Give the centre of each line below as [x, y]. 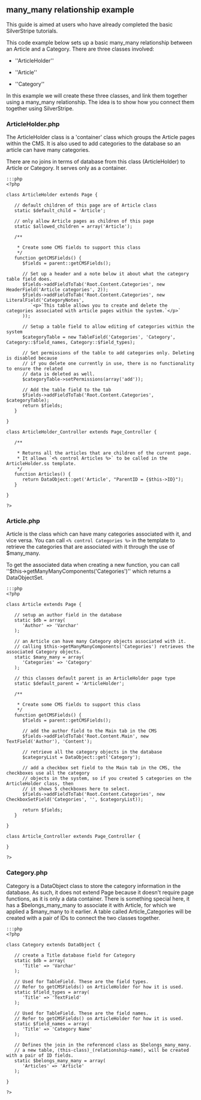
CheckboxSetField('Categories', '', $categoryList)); [75, 800]
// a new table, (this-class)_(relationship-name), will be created [101, 1050]
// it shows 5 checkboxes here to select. [76, 789]
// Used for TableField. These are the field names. [81, 1013]
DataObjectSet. [25, 578]
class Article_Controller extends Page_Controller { [73, 837]
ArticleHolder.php [33, 124]
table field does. [29, 280]
